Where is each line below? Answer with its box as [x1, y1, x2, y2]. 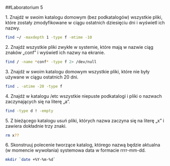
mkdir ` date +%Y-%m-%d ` [5, 157, 56, 162]
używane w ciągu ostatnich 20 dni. [5, 74, 79, 80]
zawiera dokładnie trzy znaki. [5, 123, 67, 129]
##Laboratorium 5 [5, 5, 43, 10]
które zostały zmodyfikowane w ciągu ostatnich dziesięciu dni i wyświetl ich [5, 20, 165, 25]
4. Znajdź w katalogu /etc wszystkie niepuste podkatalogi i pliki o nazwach [5, 93, 162, 99]
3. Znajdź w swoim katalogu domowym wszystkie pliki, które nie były [5, 68, 150, 74]
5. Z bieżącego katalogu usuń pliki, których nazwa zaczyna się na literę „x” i [5, 117, 164, 124]
